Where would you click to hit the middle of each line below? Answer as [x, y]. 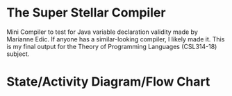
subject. [18, 54]
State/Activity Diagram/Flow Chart [108, 82]
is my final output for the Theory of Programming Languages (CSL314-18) [112, 46]
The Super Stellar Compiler [86, 13]
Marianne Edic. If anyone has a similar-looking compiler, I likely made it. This [116, 39]
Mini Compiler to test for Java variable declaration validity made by [102, 32]
